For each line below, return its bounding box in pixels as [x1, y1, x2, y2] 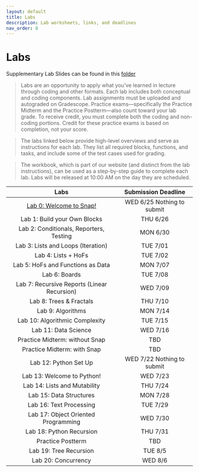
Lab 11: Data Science [31, 326, 92, 335]
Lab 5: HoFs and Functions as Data [12, 261, 111, 269]
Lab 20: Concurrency [31, 457, 91, 465]
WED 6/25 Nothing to [124, 198, 185, 206]
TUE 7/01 [141, 242, 169, 250]
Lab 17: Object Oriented [27, 410, 95, 419]
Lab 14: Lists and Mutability [23, 381, 100, 390]
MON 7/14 [140, 307, 170, 315]
